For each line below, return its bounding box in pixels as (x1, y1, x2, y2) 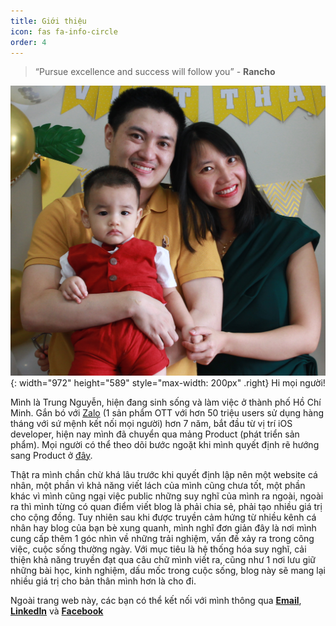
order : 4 (10, 37, 47, 47)
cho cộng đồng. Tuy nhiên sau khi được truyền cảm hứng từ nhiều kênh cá (10, 511, 317, 523)
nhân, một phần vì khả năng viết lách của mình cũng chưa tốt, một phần (10, 479, 306, 491)
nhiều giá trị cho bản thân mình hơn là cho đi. (10, 575, 197, 587)
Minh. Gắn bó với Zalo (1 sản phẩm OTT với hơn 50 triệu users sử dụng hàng (10, 406, 325, 419)
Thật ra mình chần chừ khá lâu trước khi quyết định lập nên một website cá (10, 468, 318, 480)
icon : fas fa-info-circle (10, 26, 118, 37)
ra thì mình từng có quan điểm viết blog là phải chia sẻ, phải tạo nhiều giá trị (10, 500, 323, 512)
